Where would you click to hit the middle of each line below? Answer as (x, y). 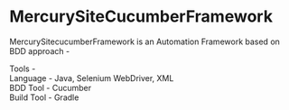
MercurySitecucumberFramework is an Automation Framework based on (144, 41)
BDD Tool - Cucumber (51, 87)
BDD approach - (40, 50)
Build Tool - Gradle (44, 97)
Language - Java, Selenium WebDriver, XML (92, 78)
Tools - (23, 69)
